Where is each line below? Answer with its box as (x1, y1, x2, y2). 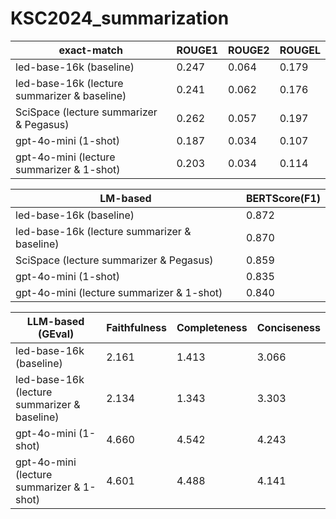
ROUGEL (279, 43, 321, 57)
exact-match (58, 43, 123, 57)
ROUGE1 (176, 43, 219, 57)
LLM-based (26, 314, 85, 328)
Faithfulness (106, 320, 167, 334)
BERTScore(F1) (246, 191, 321, 205)
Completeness (176, 320, 248, 334)
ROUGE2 (228, 43, 270, 57)
